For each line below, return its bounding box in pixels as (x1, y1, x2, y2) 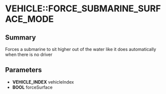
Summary (5, 33, 36, 42)
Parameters (5, 66, 42, 74)
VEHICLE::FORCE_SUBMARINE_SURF (5, 3, 161, 14)
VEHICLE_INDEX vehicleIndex (12, 79, 74, 85)
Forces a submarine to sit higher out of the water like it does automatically (5, 47, 157, 52)
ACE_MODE (5, 13, 54, 25)
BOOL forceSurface (12, 84, 53, 90)
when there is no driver (5, 51, 53, 57)
